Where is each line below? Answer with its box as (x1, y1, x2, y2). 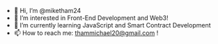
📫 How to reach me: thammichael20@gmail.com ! (13, 29, 159, 37)
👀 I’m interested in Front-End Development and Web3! (13, 14, 169, 22)
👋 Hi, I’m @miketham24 (13, 7, 81, 14)
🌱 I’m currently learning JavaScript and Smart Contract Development (13, 21, 211, 29)
